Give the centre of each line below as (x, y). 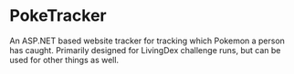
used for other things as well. (64, 60)
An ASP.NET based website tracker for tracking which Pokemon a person (147, 41)
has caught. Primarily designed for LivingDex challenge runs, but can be (145, 50)
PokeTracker (58, 16)
